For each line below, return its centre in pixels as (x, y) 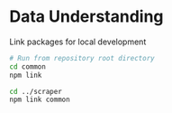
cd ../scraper (36, 91)
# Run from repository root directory (82, 58)
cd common (28, 66)
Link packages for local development (78, 42)
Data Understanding (86, 17)
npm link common (40, 100)
